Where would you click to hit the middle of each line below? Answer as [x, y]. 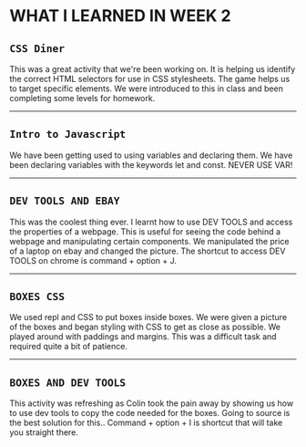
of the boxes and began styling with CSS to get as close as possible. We [145, 327]
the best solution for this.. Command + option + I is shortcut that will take [146, 423]
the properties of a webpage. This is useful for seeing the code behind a [145, 231]
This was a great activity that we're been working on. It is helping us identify [153, 69]
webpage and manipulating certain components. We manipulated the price [149, 241]
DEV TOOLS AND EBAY [65, 201]
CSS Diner [37, 48]
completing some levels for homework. [82, 98]
